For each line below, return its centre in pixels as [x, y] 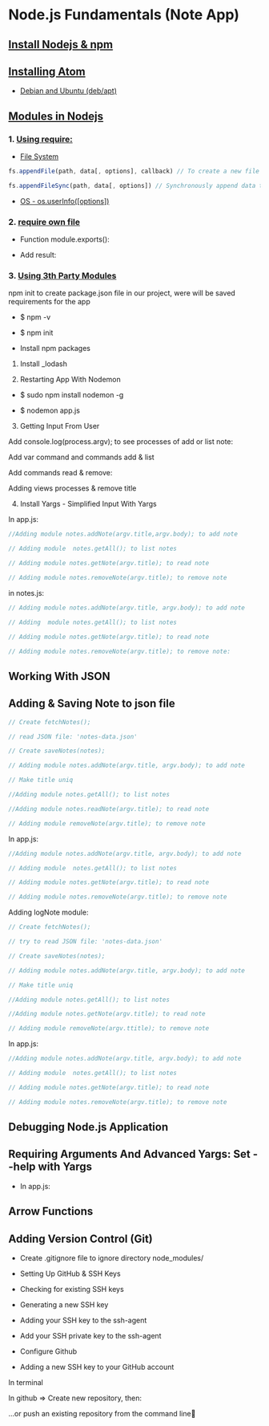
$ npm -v [35, 317]
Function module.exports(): [64, 239]
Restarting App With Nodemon [70, 380]
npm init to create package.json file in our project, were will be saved [122, 293]
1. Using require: [41, 139]
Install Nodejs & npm [61, 45]
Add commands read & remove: [60, 473]
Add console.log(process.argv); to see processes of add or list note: [121, 442]
